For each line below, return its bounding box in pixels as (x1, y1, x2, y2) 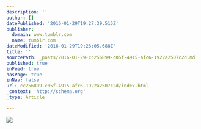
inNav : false (6, 77, 40, 83)
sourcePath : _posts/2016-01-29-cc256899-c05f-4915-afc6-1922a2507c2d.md (6, 54, 196, 61)
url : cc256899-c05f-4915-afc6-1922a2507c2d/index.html (6, 83, 149, 89)
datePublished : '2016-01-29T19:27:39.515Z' (6, 20, 119, 26)
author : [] (6, 15, 34, 21)
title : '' (6, 49, 32, 55)
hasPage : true (6, 72, 43, 78)
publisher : (6, 26, 34, 32)
